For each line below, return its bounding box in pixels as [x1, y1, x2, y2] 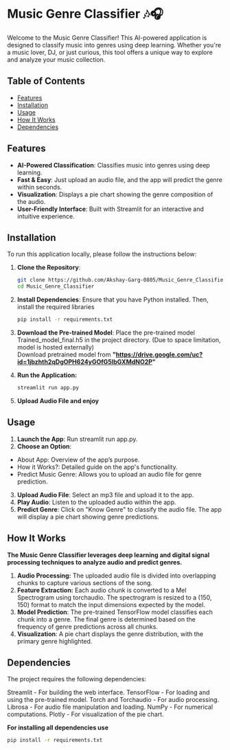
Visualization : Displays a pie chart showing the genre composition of [16, 190, 214, 198]
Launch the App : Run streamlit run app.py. [16, 435, 138, 443]
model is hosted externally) [16, 343, 95, 351]
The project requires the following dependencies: [7, 675, 146, 683]
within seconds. [16, 183, 62, 191]
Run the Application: [16, 371, 78, 379]
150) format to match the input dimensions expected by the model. [16, 600, 206, 609]
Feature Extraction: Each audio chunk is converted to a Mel [16, 586, 187, 594]
